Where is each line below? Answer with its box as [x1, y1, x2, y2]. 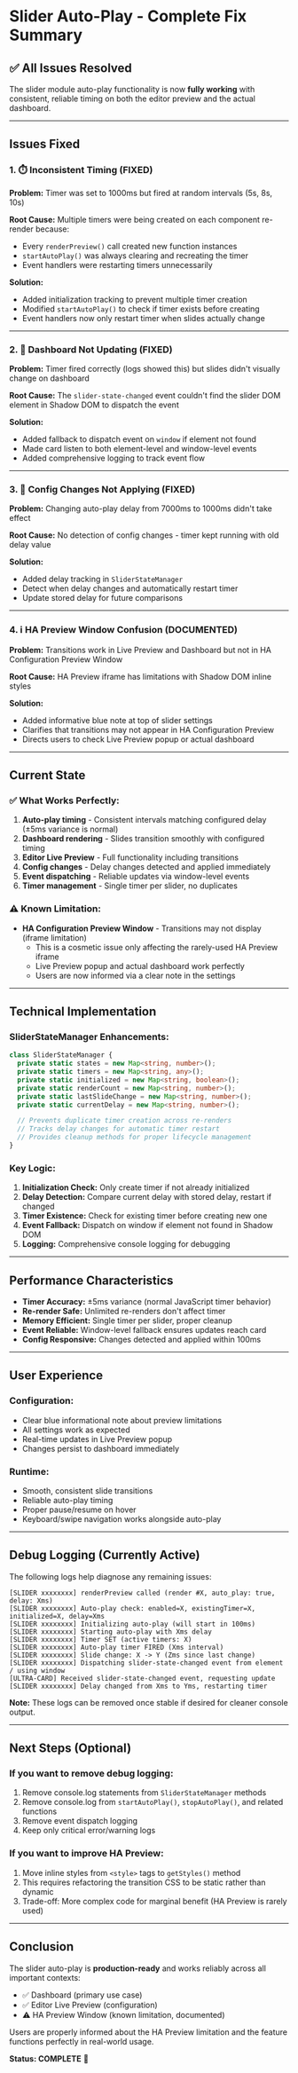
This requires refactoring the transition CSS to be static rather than [21, 1877, 266, 1888]
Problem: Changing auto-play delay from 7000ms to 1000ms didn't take [9, 503, 272, 514]
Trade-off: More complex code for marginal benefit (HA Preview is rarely [21, 1896, 287, 1906]
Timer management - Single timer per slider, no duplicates [21, 880, 238, 891]
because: [35, 224, 70, 234]
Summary [9, 25, 82, 45]
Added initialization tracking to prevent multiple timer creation [21, 294, 248, 304]
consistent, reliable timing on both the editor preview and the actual [9, 93, 255, 104]
